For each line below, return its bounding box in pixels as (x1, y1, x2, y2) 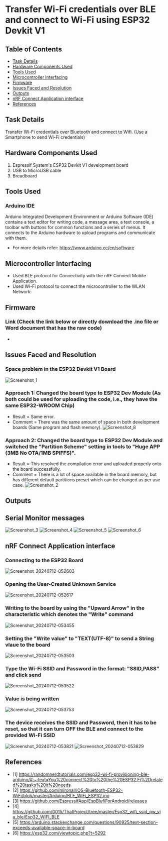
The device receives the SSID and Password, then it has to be (5, 719, 156, 726)
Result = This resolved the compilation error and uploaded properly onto (12, 461, 161, 467)
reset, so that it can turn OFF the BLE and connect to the (5, 725, 143, 732)
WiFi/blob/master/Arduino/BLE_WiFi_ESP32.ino (12, 792, 110, 798)
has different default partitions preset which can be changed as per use (12, 477, 160, 483)
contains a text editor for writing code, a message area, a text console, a (5, 219, 154, 225)
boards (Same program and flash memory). (12, 424, 102, 430)
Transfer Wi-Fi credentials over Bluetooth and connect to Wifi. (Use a (5, 129, 147, 135)
